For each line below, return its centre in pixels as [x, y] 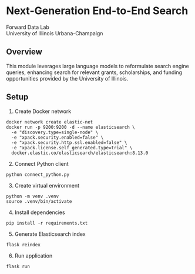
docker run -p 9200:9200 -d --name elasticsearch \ [70, 127]
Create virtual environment [47, 185]
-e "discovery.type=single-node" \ [55, 132]
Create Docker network [43, 111]
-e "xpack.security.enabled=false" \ [58, 137]
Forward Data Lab [28, 27]
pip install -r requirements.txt [47, 223]
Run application [33, 255]
